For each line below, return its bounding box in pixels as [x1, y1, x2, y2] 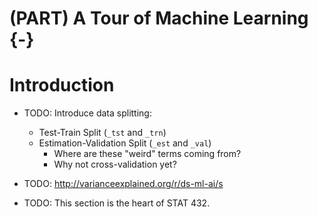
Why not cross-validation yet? [53, 158, 177, 171]
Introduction [9, 74, 115, 97]
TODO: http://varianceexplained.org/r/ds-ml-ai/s [23, 178, 224, 190]
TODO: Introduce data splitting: [23, 107, 152, 119]
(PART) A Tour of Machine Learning [9, 7, 309, 30]
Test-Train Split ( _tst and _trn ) [38, 127, 167, 139]
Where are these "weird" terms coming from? [53, 148, 242, 160]
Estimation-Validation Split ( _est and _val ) [38, 137, 212, 149]
